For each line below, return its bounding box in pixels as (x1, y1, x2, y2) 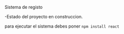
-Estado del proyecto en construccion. (4, 14, 83, 19)
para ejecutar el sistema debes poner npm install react (4, 23, 120, 29)
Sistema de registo (4, 4, 43, 10)
